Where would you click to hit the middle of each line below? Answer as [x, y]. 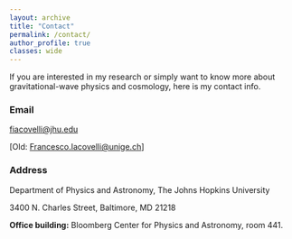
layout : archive [40, 18]
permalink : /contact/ [50, 34]
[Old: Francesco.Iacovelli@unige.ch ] [77, 147]
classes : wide [36, 51]
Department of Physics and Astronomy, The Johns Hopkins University [140, 189]
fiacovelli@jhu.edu [44, 129]
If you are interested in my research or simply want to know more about [142, 77]
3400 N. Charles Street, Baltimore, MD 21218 [93, 207]
